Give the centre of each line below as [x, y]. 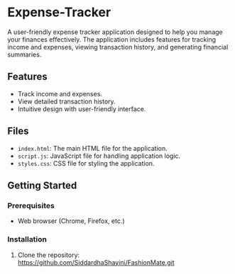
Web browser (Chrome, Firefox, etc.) [71, 221]
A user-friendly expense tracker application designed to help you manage [115, 32]
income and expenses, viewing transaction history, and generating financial [118, 47]
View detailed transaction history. [66, 101]
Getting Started [42, 185]
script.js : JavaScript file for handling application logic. [99, 156]
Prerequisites [31, 205]
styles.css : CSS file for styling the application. [86, 163]
